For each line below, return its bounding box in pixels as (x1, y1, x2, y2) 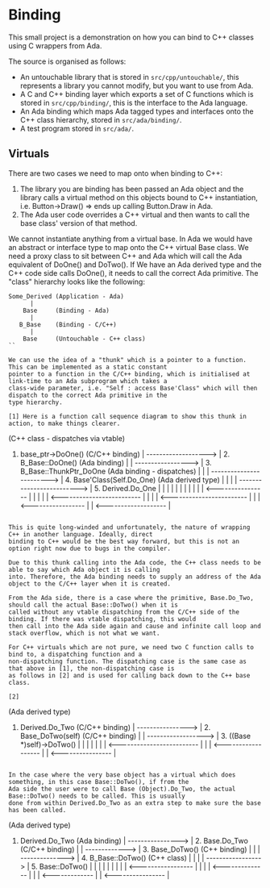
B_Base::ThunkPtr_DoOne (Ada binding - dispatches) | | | (19, 466, 210, 476)
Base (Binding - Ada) (23, 306, 110, 315)
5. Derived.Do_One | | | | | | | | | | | (93, 483, 204, 493)
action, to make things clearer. (8, 419, 121, 427)
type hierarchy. (8, 398, 63, 406)
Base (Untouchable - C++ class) (23, 335, 147, 343)
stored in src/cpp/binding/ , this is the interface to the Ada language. (19, 98, 248, 107)
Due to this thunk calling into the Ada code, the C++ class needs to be (8, 558, 262, 566)
